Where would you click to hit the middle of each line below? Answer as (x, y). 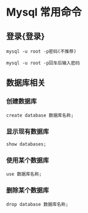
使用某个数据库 (28, 160)
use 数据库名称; (24, 174)
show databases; (26, 144)
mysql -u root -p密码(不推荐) (41, 51)
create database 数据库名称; (40, 115)
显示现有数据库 (28, 131)
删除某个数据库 (28, 190)
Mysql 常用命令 (44, 12)
